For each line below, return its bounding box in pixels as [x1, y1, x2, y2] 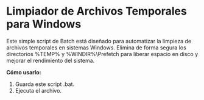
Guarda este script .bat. [15, 80, 75, 88]
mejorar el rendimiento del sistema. [6, 57, 95, 64]
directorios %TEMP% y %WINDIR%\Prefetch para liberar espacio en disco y [6, 50, 199, 57]
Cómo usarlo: [6, 68, 41, 76]
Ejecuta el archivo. [15, 87, 62, 94]
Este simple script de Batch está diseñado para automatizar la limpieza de [6, 37, 192, 45]
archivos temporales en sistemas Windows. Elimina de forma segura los [6, 44, 187, 51]
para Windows [6, 17, 82, 31]
